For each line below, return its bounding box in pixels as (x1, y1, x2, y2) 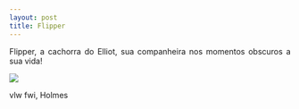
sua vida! (9, 55, 43, 66)
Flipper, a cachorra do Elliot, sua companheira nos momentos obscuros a (9, 46, 291, 56)
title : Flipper (9, 21, 66, 30)
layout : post (9, 13, 58, 22)
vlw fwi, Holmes (9, 89, 69, 100)
